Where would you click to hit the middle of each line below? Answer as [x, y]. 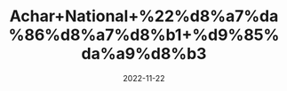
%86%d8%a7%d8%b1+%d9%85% [144, 35]
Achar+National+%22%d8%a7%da [144, 16]
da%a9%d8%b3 [144, 54]
